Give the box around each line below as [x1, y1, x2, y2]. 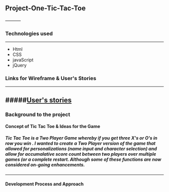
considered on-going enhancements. [5, 161, 86, 168]
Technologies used [5, 30, 53, 37]
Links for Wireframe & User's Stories [5, 75, 97, 82]
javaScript [12, 57, 34, 63]
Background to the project [5, 111, 70, 118]
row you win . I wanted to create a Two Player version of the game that [5, 140, 156, 146]
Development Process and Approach [5, 181, 84, 187]
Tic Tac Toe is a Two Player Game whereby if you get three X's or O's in [5, 135, 157, 141]
